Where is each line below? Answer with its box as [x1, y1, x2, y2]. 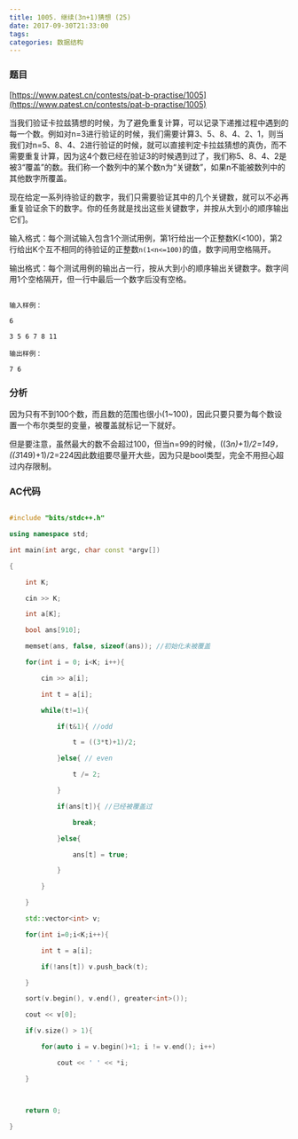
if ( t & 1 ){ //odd [56, 722, 114, 731]
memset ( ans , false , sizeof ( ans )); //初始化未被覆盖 [25, 642, 211, 651]
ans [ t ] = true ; [72, 850, 129, 859]
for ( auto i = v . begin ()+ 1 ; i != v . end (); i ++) [41, 1042, 216, 1052]
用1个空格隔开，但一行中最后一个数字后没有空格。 [9, 273, 192, 284]
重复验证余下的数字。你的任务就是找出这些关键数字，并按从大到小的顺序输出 [9, 202, 289, 213]
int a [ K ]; [25, 610, 62, 619]
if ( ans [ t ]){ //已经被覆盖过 [56, 802, 153, 811]
